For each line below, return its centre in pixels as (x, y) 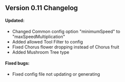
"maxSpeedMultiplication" (38, 37)
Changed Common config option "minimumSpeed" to (66, 31)
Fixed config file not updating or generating (56, 74)
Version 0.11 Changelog (42, 8)
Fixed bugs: (17, 63)
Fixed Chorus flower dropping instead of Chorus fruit (66, 47)
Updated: (15, 20)
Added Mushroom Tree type (41, 52)
